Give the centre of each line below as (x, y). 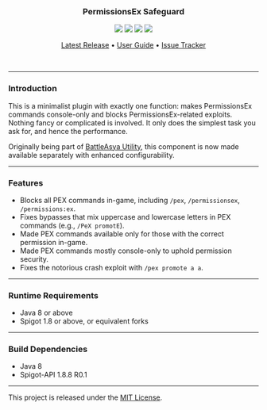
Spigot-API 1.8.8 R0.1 (53, 375)
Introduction (33, 89)
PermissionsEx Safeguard (133, 11)
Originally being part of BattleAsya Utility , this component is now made (124, 146)
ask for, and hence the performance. (68, 131)
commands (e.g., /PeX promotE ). (72, 225)
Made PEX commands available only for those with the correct (122, 234)
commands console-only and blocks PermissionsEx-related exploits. (120, 114)
